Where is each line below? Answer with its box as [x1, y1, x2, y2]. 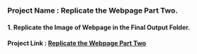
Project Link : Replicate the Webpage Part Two [7, 39, 147, 48]
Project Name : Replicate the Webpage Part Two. [7, 6, 179, 15]
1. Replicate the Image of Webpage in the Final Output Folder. [7, 23, 191, 32]
